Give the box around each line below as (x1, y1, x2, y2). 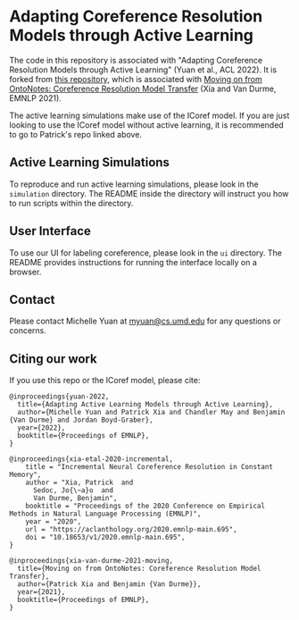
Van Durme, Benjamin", (32, 494, 118, 503)
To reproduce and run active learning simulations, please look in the (9, 179, 259, 189)
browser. (9, 266, 42, 277)
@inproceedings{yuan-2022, (9, 392, 110, 401)
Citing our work (9, 351, 97, 366)
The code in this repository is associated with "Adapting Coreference (9, 54, 263, 65)
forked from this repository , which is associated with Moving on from (9, 73, 263, 84)
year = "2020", (25, 517, 82, 526)
